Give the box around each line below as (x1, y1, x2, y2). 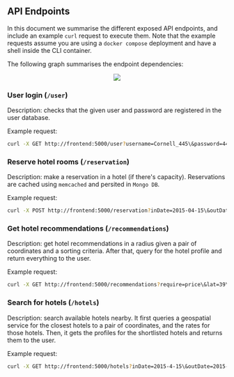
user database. (7, 114, 51, 122)
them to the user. (7, 336, 56, 344)
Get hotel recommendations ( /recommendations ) (7, 224, 169, 233)
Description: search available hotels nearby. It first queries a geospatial (7, 314, 211, 322)
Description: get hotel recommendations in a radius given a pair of (7, 240, 197, 248)
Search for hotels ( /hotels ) (7, 298, 100, 307)
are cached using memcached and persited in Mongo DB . (7, 180, 160, 189)
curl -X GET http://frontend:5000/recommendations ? (7, 282, 160, 288)
